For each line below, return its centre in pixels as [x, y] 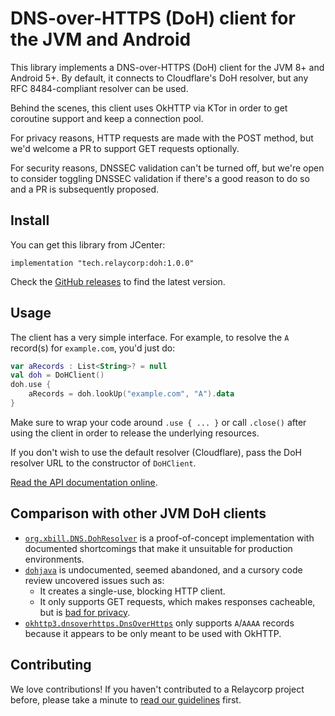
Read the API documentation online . [84, 482]
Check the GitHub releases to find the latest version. [118, 281]
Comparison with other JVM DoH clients [138, 513]
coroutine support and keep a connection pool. [107, 118]
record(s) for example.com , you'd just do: [93, 348]
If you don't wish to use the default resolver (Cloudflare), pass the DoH [156, 452]
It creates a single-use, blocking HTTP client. [132, 591]
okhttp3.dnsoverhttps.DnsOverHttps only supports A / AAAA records [159, 623]
